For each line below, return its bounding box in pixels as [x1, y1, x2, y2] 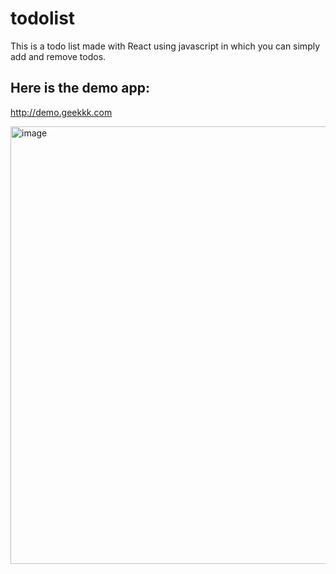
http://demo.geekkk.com [10, 106, 113, 118]
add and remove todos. [10, 50, 107, 62]
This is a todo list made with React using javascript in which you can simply [10, 40, 321, 52]
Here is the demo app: [10, 80, 150, 97]
